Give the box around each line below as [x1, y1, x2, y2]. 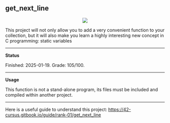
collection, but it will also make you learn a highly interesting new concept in [5, 32, 164, 38]
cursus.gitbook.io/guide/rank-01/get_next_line [5, 111, 101, 118]
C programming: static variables [5, 37, 72, 44]
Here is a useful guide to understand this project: [5, 106, 107, 112]
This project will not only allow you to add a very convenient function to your [5, 27, 165, 33]
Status [5, 52, 20, 58]
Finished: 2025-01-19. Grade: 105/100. [5, 62, 85, 68]
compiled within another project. [5, 92, 73, 98]
